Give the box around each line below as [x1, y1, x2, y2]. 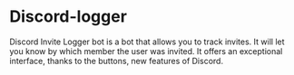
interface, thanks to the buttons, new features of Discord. [9, 55, 224, 66]
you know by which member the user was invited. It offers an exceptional [9, 45, 283, 56]
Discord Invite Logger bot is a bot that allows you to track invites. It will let [9, 36, 285, 47]
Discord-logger [9, 6, 127, 27]
